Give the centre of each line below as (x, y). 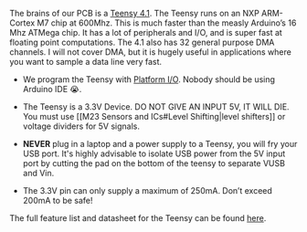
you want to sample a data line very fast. (86, 62)
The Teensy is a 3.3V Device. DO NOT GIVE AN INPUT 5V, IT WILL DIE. (156, 107)
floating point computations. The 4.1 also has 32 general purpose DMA (142, 42)
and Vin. (38, 173)
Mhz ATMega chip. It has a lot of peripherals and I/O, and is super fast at (146, 32)
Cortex (22, 23)
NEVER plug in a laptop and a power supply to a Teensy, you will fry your (160, 144)
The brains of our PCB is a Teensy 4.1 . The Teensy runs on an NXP (135, 13)
